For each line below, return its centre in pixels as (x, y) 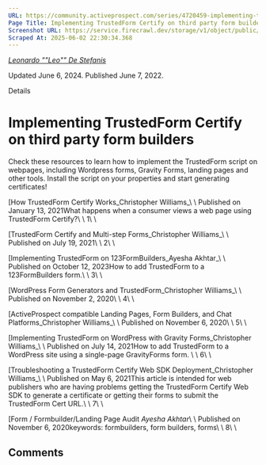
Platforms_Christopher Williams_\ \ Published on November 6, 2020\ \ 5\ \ (127, 322)
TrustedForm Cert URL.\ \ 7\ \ (56, 404)
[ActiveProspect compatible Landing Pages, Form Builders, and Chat (120, 314)
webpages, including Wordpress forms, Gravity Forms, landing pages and (128, 170)
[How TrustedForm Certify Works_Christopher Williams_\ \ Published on (125, 202)
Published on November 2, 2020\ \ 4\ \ (71, 299)
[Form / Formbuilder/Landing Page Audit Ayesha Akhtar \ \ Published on (124, 419)
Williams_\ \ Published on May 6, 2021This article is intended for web (120, 379)
